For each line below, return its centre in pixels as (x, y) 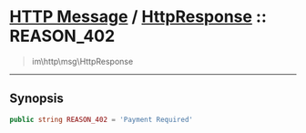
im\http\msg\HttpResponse (82, 61)
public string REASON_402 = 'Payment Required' (102, 119)
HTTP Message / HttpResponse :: (138, 17)
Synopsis (36, 99)
